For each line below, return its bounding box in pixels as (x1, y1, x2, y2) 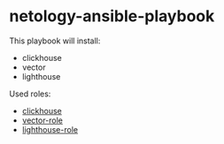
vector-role (21, 115, 64, 125)
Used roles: (9, 88, 51, 99)
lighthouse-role (21, 124, 78, 134)
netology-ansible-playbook (9, 6, 215, 27)
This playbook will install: (9, 35, 101, 46)
